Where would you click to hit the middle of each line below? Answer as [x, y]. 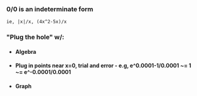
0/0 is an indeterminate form [50, 9]
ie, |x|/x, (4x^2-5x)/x [37, 22]
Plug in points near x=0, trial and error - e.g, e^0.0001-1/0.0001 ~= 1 [103, 65]
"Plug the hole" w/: [35, 37]
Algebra [26, 51]
